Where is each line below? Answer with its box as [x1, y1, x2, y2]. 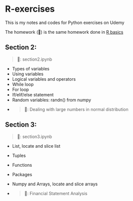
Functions [12, 162, 33, 168]
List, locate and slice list [12, 143, 61, 149]
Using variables [12, 71, 44, 77]
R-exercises [5, 3, 55, 15]
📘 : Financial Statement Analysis [24, 190, 88, 196]
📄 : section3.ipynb [17, 134, 52, 139]
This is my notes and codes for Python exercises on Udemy [5, 20, 125, 25]
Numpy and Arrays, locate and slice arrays [12, 181, 98, 187]
